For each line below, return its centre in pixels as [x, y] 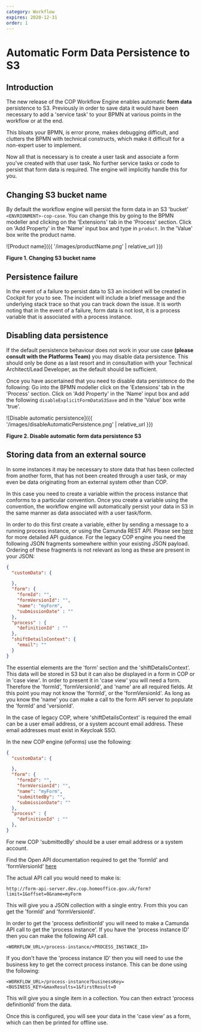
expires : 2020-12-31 [32, 17]
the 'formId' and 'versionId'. [40, 706]
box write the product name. [41, 235]
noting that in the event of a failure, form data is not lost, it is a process [93, 310]
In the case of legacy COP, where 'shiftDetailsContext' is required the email [99, 717]
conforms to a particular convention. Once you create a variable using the [97, 500]
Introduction [30, 87]
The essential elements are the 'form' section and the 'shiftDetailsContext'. [98, 667]
